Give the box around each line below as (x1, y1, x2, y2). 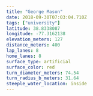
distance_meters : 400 (6, 42, 61, 48)
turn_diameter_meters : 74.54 (6, 70, 79, 76)
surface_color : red (6, 64, 55, 70)
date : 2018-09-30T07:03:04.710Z (6, 14, 87, 20)
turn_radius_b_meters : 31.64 (6, 75, 79, 81)
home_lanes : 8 (6, 53, 42, 59)
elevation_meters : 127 (6, 36, 63, 42)
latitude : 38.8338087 (6, 25, 61, 32)
